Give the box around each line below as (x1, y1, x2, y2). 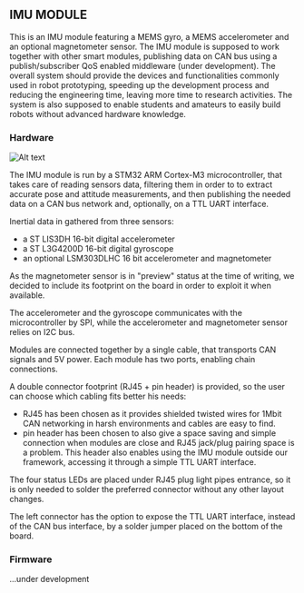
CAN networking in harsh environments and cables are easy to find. (22, 418, 277, 430)
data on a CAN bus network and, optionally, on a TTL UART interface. (9, 199, 270, 210)
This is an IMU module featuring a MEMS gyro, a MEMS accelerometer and (9, 31, 289, 42)
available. (9, 290, 45, 301)
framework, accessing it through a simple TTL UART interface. (22, 457, 257, 468)
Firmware (9, 553, 53, 566)
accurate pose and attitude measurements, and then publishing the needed (9, 189, 291, 200)
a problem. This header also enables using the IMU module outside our (22, 447, 289, 458)
